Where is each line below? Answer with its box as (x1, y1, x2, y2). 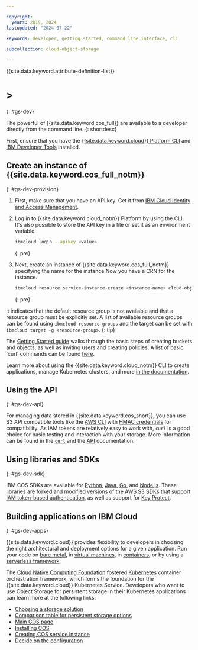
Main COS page (14, 618, 54, 625)
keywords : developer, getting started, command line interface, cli (6, 36, 178, 41)
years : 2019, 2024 (11, 19, 57, 25)
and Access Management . (14, 203, 79, 210)
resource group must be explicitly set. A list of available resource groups (6, 313, 183, 320)
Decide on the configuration (14, 637, 83, 644)
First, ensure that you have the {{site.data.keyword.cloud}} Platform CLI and (6, 137, 191, 144)
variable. (14, 227, 37, 234)
